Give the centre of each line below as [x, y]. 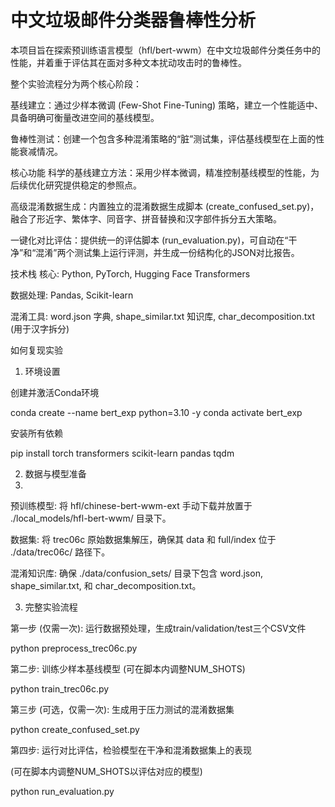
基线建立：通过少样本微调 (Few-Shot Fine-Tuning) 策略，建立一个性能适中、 [167, 105]
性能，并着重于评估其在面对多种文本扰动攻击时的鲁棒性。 [128, 62]
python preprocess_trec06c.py [74, 648]
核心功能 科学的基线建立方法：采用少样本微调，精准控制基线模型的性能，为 [165, 172]
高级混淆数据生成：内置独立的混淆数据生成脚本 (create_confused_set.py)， [165, 206]
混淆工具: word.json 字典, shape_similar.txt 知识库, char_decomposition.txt [162, 316]
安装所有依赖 [36, 433]
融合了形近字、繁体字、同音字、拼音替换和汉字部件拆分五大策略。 [146, 218]
